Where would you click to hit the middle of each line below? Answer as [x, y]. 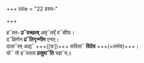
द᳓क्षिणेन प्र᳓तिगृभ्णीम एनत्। [33, 39]
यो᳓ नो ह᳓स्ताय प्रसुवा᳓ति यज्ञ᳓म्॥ [39, 53]
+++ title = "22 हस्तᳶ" [32, 9]
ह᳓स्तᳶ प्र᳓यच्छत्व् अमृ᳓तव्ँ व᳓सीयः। [41, 32]
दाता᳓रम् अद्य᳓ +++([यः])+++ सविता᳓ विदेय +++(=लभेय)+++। [73, 46]
